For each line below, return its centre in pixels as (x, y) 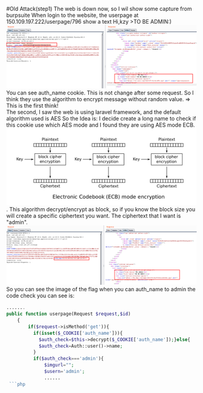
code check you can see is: (40, 296)
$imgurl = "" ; (59, 365)
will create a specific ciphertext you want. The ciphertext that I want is (94, 216)
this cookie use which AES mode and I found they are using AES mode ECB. (101, 125)
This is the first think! (32, 105)
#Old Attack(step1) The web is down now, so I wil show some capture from (99, 9)
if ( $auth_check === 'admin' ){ (68, 359)
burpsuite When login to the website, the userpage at (72, 15)
